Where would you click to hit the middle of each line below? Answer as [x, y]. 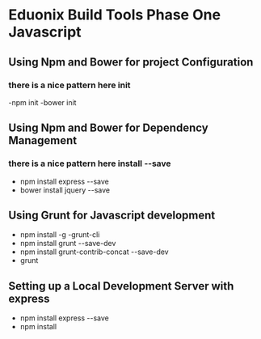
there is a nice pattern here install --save [90, 163]
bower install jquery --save [65, 190]
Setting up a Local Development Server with [121, 286]
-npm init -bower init [42, 102]
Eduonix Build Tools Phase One [114, 15]
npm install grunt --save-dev [68, 244]
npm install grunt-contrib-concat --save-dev [94, 252]
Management [43, 140]
